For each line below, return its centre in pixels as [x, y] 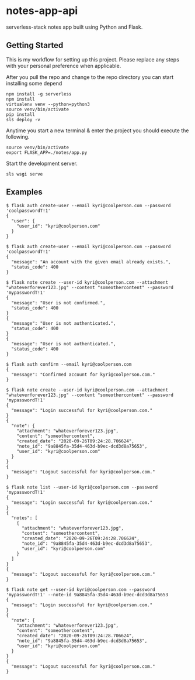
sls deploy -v [23, 119]
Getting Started [35, 45]
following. [18, 136]
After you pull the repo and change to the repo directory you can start [90, 77]
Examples [24, 192]
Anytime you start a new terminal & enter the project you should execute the [97, 130]
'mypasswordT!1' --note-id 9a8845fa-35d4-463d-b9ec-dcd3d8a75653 [87, 595]
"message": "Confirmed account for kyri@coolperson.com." [83, 375]
